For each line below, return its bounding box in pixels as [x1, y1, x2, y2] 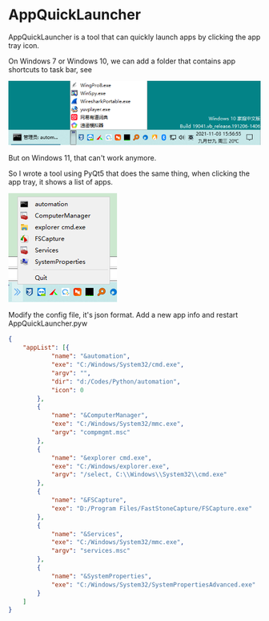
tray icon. [8, 40, 40, 50]
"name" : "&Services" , [50, 530, 124, 538]
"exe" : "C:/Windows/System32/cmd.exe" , [50, 361, 184, 369]
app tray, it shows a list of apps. [8, 177, 114, 187]
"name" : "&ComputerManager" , [50, 412, 149, 420]
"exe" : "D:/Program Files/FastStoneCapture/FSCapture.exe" [50, 504, 252, 513]
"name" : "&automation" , [50, 352, 130, 360]
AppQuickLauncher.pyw [8, 319, 88, 328]
